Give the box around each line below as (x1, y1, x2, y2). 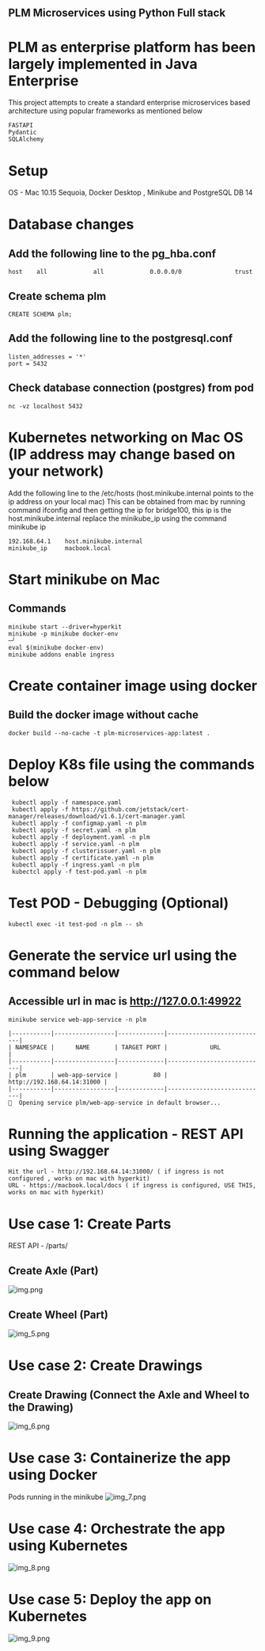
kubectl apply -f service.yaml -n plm (11, 840, 140, 848)
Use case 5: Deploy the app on (8, 1591, 212, 1609)
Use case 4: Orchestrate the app (8, 1520, 225, 1538)
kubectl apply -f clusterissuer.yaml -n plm (11, 847, 161, 855)
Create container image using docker (8, 677, 258, 695)
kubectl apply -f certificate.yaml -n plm (11, 854, 154, 862)
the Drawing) (8, 1400, 74, 1414)
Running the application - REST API (8, 1125, 244, 1143)
